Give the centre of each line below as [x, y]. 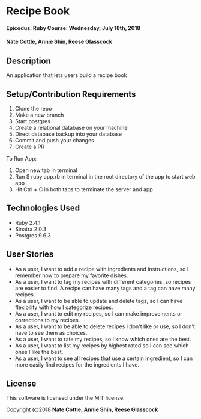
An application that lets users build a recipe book [67, 75]
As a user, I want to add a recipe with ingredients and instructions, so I [102, 269]
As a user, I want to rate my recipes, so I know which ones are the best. [103, 339]
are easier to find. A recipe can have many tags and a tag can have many [105, 288]
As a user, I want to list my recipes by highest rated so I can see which [102, 345]
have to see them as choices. [51, 332]
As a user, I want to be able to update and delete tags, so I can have [99, 301]
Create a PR [30, 147]
